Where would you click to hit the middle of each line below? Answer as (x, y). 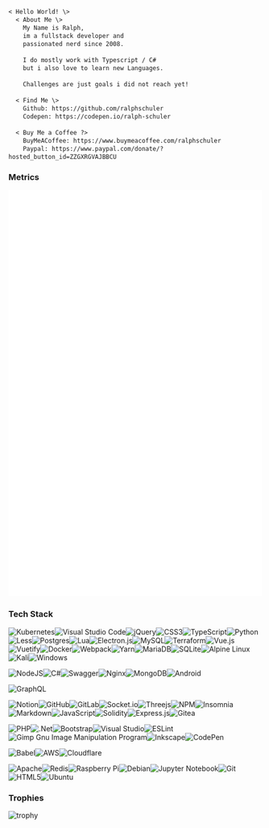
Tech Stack (31, 614)
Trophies (26, 797)
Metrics (24, 177)
